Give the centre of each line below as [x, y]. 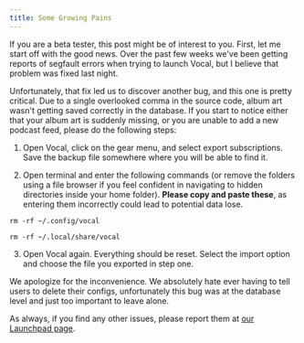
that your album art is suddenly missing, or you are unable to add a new [144, 120]
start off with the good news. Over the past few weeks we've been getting [149, 54]
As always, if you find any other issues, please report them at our [132, 318]
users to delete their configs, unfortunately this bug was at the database [145, 291]
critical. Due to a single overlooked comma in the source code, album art [146, 101]
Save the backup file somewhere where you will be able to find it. [145, 157]
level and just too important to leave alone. [89, 300]
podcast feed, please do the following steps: [93, 130]
